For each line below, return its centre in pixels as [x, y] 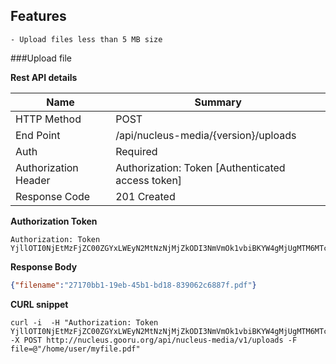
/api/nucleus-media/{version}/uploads [206, 135]
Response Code [53, 196]
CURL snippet [39, 304]
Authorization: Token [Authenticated [200, 167]
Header [33, 180]
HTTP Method [48, 119]
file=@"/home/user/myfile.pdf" [75, 349]
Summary [218, 102]
